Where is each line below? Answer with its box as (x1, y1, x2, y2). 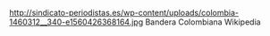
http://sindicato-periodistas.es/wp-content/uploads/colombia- (9, 8, 240, 18)
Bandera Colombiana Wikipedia (145, 17, 261, 27)
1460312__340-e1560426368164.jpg (9, 17, 144, 27)
